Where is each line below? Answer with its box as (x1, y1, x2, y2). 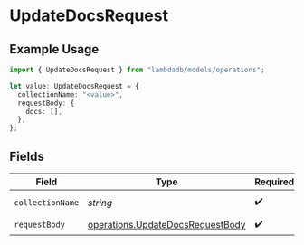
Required (254, 175, 295, 188)
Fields (9, 148, 45, 164)
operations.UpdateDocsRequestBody (87, 219, 246, 231)
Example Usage (9, 42, 100, 57)
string (87, 196, 113, 209)
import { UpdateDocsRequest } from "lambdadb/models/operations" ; (9, 65, 265, 74)
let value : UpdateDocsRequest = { (9, 81, 140, 90)
